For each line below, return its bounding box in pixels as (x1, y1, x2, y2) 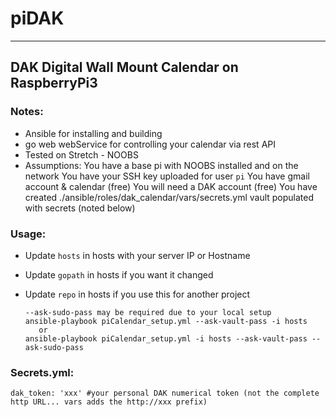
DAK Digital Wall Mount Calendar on (10, 59, 239, 76)
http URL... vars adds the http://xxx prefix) (10, 397, 208, 407)
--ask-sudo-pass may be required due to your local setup (24, 307, 272, 317)
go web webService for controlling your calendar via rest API (24, 138, 276, 150)
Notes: (10, 105, 44, 119)
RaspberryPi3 (10, 75, 98, 92)
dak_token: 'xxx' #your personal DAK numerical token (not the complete (10, 388, 320, 399)
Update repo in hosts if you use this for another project (24, 288, 251, 300)
